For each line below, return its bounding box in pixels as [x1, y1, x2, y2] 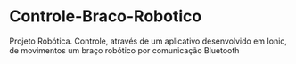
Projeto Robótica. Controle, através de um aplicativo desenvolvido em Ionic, [9, 36, 288, 46]
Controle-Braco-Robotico [9, 6, 202, 27]
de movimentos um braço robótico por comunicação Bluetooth [9, 44, 240, 55]
